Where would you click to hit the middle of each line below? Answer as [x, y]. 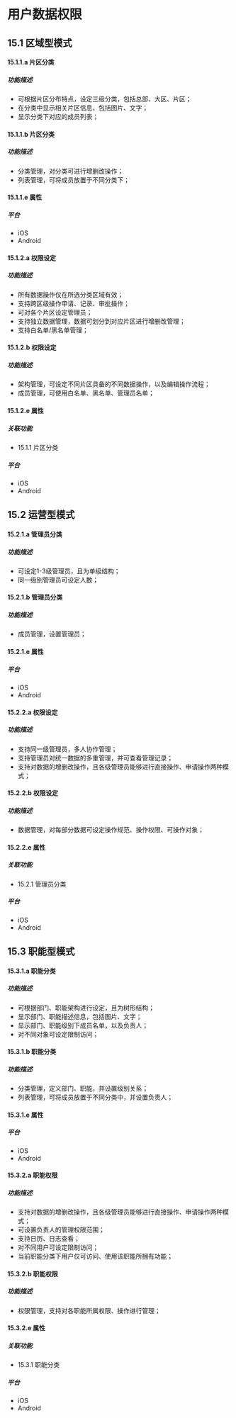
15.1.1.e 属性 [25, 197]
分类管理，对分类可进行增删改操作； [71, 171]
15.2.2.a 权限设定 [33, 712]
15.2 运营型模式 [41, 515]
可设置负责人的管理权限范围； [61, 1230]
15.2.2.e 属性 [27, 847]
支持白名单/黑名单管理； [53, 330]
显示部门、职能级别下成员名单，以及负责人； [83, 1025]
